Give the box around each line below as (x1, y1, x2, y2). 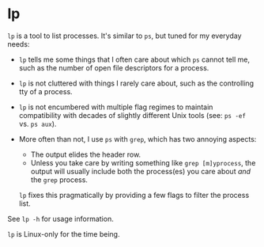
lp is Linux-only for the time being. (7, 229, 120, 238)
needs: (7, 39, 30, 48)
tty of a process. (18, 86, 73, 96)
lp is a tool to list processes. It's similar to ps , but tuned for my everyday (7, 31, 242, 40)
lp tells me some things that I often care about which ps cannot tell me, (18, 55, 251, 64)
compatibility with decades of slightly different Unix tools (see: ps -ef (18, 110, 247, 120)
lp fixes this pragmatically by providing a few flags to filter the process (18, 190, 250, 199)
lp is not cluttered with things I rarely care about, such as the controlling (18, 78, 255, 88)
